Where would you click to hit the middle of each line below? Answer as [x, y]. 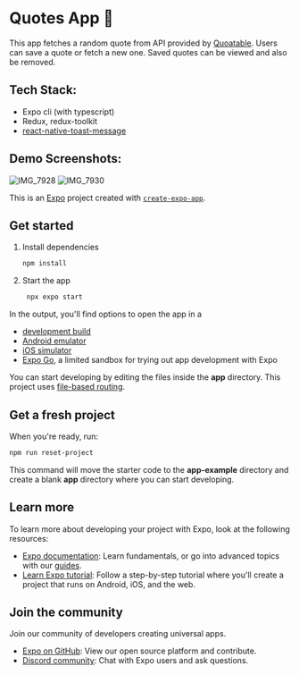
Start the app [46, 281]
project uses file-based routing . [67, 387]
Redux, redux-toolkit [60, 121]
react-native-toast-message [74, 131]
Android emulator [54, 341]
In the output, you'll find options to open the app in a [106, 314]
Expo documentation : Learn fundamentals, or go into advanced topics [150, 556]
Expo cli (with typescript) [68, 112]
